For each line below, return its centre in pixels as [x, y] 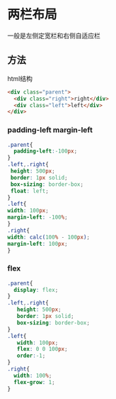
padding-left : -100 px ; [46, 151]
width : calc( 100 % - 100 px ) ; [49, 237]
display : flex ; [36, 290]
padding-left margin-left [50, 130]
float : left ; [30, 191]
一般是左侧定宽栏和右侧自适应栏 [54, 35]
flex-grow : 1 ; [34, 382]
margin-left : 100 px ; [38, 244]
